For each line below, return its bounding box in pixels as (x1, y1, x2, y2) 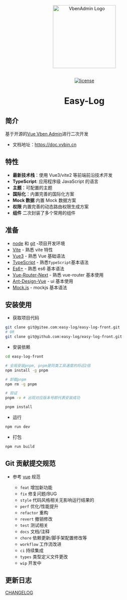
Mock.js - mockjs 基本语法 (12, 284, 67, 290)
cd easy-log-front (5, 354, 44, 359)
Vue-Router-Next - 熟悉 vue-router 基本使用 (12, 272, 104, 278)
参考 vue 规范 (12, 474, 41, 480)
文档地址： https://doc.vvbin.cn (12, 142, 77, 148)
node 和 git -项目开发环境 (12, 240, 65, 246)
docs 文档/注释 (20, 528, 50, 535)
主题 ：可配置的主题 (12, 184, 53, 190)
